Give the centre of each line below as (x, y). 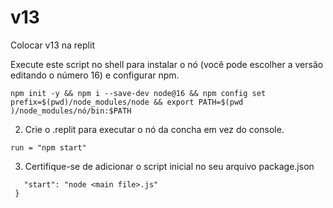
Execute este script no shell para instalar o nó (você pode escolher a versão (167, 64)
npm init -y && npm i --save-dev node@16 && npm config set (138, 93)
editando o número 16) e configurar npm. (95, 75)
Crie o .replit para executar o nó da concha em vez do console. (154, 129)
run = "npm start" (48, 147)
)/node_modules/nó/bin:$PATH (71, 111)
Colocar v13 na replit (52, 45)
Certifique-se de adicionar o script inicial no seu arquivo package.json (169, 166)
